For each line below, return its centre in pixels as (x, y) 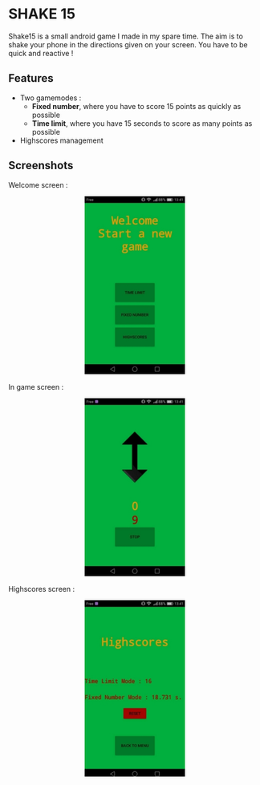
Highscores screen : (41, 589)
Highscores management (62, 140)
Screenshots (41, 166)
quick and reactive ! (41, 53)
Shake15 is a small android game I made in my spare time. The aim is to (126, 36)
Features (31, 78)
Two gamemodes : (51, 98)
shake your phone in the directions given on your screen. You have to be (128, 44)
